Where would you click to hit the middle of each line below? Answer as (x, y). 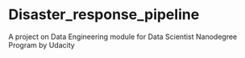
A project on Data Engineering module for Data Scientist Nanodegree (123, 37)
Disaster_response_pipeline (104, 15)
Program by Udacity (42, 44)
